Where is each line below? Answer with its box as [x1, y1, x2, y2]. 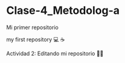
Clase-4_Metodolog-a [6, 4, 120, 18]
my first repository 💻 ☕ [6, 36, 65, 43]
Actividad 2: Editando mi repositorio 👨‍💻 [6, 50, 104, 57]
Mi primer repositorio [6, 24, 59, 31]
